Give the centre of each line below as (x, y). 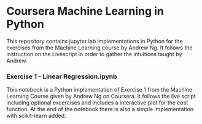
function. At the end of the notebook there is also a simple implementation (100, 109)
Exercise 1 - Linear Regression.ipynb (62, 76)
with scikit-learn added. (36, 116)
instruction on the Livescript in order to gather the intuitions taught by (94, 54)
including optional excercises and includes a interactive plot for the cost (97, 103)
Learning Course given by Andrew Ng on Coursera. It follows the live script (101, 97)
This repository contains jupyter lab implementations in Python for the (95, 41)
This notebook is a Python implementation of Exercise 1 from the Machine (99, 90)
